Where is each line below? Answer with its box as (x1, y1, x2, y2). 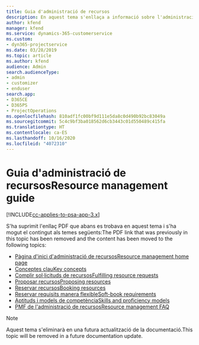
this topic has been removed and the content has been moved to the (6, 235, 173, 242)
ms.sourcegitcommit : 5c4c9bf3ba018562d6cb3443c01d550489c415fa (6, 119, 166, 125)
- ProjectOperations (6, 108, 57, 114)
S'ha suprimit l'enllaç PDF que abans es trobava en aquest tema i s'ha (6, 223, 176, 230)
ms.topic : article (6, 53, 52, 59)
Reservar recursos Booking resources (14, 284, 106, 291)
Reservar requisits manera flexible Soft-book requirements (14, 291, 156, 298)
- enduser (6, 86, 31, 92)
